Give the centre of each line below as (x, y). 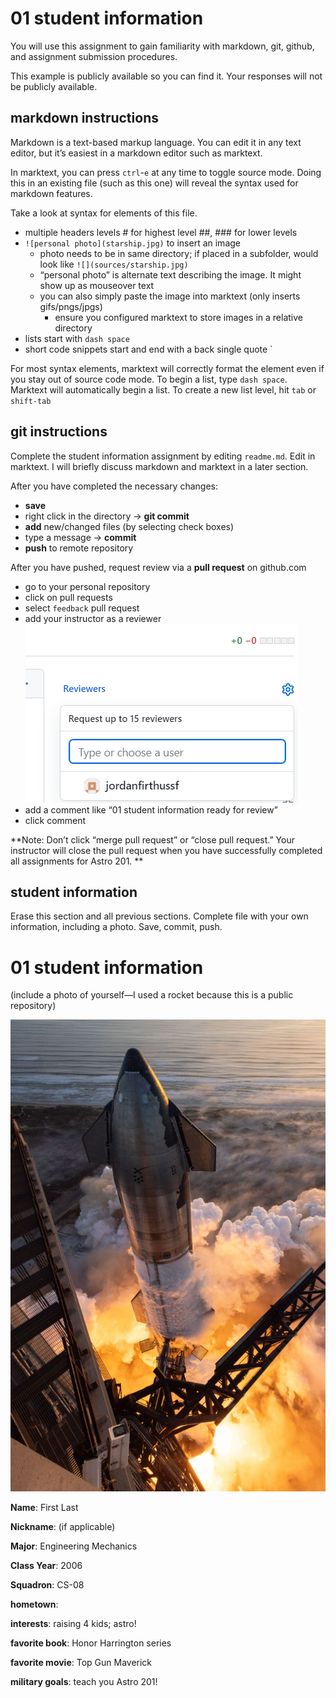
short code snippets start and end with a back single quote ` (148, 349)
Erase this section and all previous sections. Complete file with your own (159, 916)
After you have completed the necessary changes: (114, 486)
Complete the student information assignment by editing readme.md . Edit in (163, 456)
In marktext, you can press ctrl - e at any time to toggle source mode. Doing (166, 172)
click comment (55, 820)
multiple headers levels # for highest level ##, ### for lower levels (161, 232)
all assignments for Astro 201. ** (77, 861)
